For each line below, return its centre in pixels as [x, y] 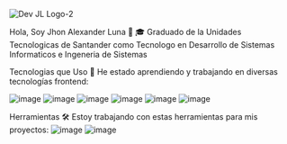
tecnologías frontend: [49, 81]
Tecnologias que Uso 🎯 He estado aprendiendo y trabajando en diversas [144, 72]
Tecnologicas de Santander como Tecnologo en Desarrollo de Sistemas [142, 45]
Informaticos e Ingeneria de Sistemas [78, 54]
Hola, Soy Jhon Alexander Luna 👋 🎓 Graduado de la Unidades [126, 32]
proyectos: [29, 130]
